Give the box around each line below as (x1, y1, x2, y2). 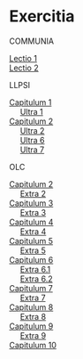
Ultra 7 (19, 144, 45, 155)
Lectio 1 (9, 53, 38, 63)
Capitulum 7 (9, 282, 53, 293)
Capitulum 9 (9, 321, 54, 331)
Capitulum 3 (9, 198, 54, 208)
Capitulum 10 (9, 339, 57, 350)
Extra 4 (19, 225, 47, 237)
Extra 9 (19, 330, 47, 340)
